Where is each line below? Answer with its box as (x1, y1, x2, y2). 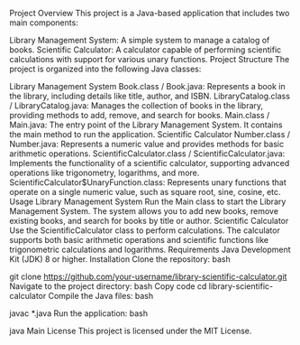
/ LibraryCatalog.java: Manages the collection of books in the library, (9, 100, 264, 111)
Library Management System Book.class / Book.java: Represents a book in (9, 81, 286, 91)
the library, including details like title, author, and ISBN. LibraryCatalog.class (9, 90, 291, 101)
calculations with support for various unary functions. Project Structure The (9, 54, 290, 64)
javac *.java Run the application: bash (9, 308, 149, 319)
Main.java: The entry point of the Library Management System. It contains (9, 119, 283, 130)
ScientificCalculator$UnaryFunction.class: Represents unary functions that (9, 177, 286, 188)
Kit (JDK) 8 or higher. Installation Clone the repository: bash (9, 254, 232, 265)
